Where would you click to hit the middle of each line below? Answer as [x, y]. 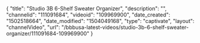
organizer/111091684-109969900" [48, 34]
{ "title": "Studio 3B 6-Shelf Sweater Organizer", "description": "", [87, 9]
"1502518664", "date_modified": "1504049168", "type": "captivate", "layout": [100, 21]
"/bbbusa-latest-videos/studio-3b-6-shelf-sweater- [125, 27]
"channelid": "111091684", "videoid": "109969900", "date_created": [88, 15]
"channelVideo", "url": [33, 27]
